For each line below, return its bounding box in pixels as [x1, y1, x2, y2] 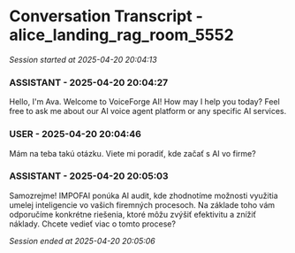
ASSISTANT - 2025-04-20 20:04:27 [9, 76, 169, 88]
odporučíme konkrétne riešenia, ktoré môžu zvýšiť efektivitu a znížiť [9, 209, 257, 219]
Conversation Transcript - [9, 6, 203, 27]
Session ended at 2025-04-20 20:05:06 [9, 235, 156, 246]
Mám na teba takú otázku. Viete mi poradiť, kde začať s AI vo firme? [9, 148, 256, 158]
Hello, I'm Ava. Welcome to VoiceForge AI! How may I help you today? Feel [9, 96, 280, 107]
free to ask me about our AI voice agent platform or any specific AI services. [9, 106, 287, 117]
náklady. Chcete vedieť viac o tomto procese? [9, 218, 177, 229]
